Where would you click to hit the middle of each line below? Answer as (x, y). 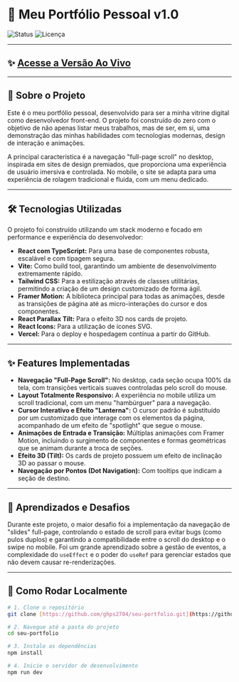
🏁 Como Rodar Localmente (68, 591)
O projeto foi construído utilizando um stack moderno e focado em (105, 229)
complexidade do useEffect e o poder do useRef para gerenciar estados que (119, 554)
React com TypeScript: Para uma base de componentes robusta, (113, 251)
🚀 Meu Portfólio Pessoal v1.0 (93, 15)
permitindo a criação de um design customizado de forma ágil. (110, 289)
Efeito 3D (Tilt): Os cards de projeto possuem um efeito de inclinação (120, 456)
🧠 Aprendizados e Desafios (69, 507)
